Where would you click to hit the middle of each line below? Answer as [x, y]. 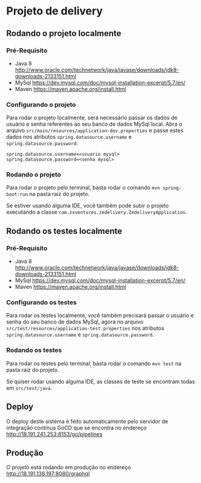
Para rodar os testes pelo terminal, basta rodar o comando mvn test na [94, 363]
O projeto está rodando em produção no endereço [69, 467]
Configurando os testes [42, 303]
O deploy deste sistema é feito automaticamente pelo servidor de [87, 421]
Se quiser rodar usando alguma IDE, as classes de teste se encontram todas [101, 381]
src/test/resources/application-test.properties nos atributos [85, 328]
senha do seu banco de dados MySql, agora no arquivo [75, 322]
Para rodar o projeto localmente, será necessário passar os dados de [92, 118]
